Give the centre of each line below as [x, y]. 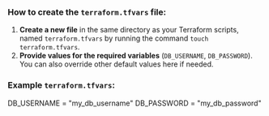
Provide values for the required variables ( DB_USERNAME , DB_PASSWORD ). [136, 56]
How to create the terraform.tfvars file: [87, 12]
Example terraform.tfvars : [61, 85]
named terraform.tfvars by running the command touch [114, 38]
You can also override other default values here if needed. [116, 64]
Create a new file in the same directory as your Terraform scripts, [129, 30]
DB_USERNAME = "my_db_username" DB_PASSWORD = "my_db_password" [134, 103]
